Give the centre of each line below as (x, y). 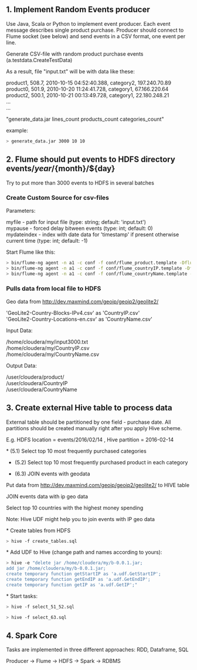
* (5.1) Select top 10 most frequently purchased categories (76, 451)
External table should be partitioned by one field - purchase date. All (89, 422)
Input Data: (19, 330)
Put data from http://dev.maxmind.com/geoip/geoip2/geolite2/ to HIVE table (98, 485)
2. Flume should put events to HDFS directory (91, 160)
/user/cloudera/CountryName (42, 389)
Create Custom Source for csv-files (58, 198)
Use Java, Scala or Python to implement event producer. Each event (89, 23)
